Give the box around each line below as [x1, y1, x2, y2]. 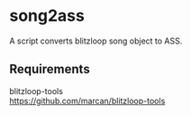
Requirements [9, 62, 90, 77]
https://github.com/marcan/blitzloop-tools [9, 95, 166, 106]
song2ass [9, 5, 86, 26]
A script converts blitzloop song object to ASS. [9, 35, 183, 46]
